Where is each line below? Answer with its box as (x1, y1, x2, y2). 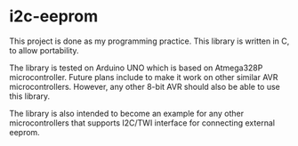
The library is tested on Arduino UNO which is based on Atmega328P (9, 62, 263, 73)
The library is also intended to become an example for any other (9, 108, 245, 118)
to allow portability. (9, 45, 79, 55)
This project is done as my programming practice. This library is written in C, (9, 36, 290, 46)
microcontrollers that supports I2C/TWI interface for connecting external (9, 118, 276, 128)
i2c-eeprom (9, 6, 99, 27)
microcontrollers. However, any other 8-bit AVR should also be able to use (9, 81, 280, 92)
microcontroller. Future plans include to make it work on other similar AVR (9, 71, 278, 82)
